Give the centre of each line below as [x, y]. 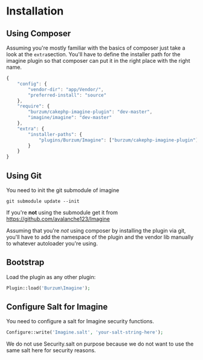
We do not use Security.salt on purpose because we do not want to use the [100, 344]
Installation [35, 11]
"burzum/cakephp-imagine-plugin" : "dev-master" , [90, 112]
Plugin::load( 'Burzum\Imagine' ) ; [48, 288]
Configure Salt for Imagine [57, 307]
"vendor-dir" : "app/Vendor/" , [66, 89]
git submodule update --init [43, 201]
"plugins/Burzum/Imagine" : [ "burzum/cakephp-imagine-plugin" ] [118, 140]
